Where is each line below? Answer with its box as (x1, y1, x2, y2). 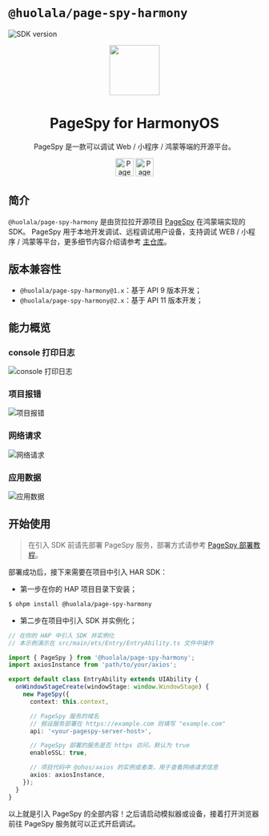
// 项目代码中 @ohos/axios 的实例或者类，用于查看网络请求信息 (29, 763, 219, 772)
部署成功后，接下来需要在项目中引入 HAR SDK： (8, 567, 168, 577)
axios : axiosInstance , (29, 771, 106, 779)
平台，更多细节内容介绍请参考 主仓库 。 (42, 236, 171, 246)
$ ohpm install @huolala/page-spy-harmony (8, 600, 152, 608)
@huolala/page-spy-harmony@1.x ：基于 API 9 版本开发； (19, 285, 203, 295)
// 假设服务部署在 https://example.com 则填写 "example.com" (29, 719, 226, 728)
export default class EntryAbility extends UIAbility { (8, 675, 199, 684)
